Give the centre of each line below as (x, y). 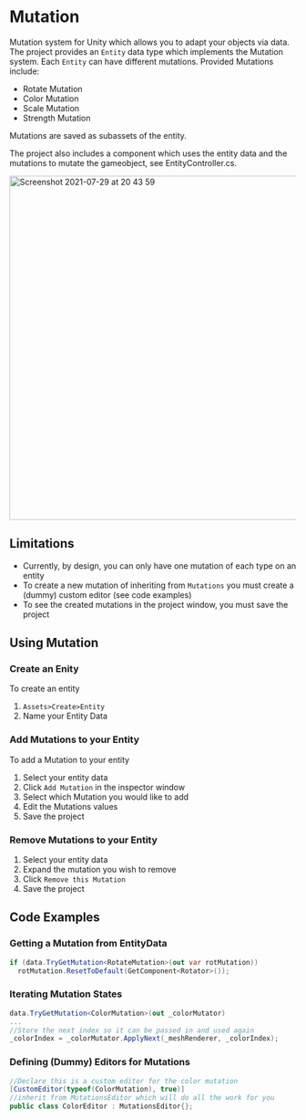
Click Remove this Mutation (74, 879)
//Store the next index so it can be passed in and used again (132, 1030)
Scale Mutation (51, 108)
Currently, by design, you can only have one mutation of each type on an (159, 565)
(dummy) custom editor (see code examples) (107, 594)
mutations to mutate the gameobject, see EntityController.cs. (123, 162)
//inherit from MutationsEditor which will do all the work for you (142, 1098)
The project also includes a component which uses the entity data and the (148, 153)
